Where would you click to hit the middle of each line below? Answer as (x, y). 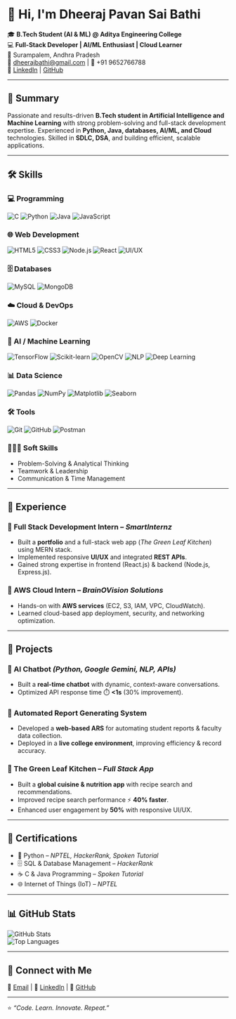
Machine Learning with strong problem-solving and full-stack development (117, 123)
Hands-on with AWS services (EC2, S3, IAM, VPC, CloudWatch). (111, 605)
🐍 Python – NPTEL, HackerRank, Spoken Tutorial (88, 855)
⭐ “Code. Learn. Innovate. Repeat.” (58, 1008)
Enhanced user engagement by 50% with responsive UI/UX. (105, 810)
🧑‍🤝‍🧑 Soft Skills (33, 448)
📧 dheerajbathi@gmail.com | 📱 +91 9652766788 (77, 62)
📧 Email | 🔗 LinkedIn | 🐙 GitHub (52, 987)
